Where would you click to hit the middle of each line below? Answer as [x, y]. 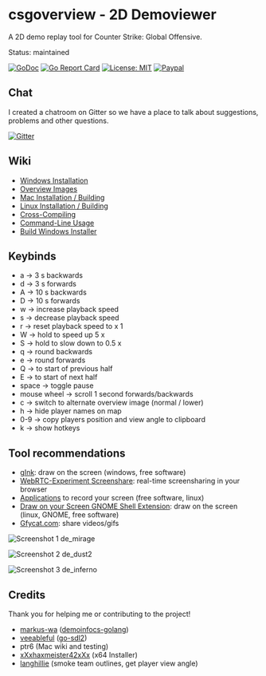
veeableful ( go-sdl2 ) [53, 638]
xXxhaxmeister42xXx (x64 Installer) [78, 655]
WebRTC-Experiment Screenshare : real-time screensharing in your [130, 481]
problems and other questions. [59, 121]
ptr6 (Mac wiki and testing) [64, 646]
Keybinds [33, 256]
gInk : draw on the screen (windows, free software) [103, 472]
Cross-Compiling [48, 214]
